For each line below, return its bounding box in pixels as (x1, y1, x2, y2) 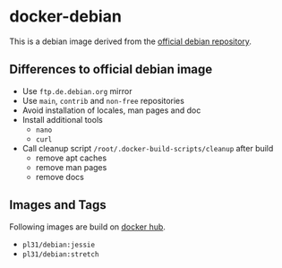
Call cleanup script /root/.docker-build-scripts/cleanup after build (21, 143, 274, 153)
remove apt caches (35, 152, 107, 163)
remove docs (35, 171, 85, 182)
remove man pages (35, 161, 107, 172)
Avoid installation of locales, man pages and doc (21, 105, 201, 116)
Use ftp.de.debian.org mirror (21, 85, 132, 96)
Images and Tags (9, 197, 107, 212)
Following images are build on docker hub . (9, 221, 166, 232)
